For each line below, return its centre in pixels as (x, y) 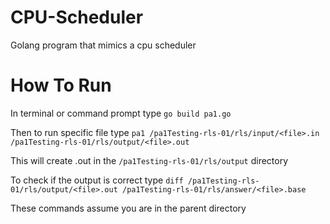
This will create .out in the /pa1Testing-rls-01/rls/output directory (149, 160)
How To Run (61, 85)
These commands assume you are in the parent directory (128, 208)
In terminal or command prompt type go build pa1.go (121, 113)
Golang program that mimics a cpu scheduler (103, 45)
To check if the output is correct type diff (97, 180)
